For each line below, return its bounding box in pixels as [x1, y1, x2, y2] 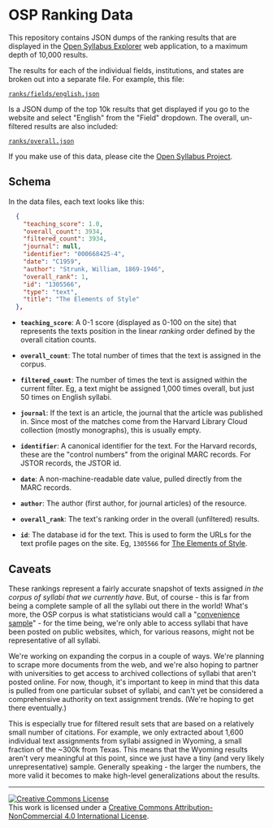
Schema [8, 175, 51, 189]
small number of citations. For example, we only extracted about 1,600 [8, 727, 244, 737]
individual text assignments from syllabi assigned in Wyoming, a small [8, 735, 242, 745]
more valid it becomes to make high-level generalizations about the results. [8, 770, 260, 780]
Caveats [8, 562, 51, 576]
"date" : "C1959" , [23, 258, 82, 266]
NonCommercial [8, 811, 63, 821]
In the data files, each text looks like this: [8, 197, 145, 206]
